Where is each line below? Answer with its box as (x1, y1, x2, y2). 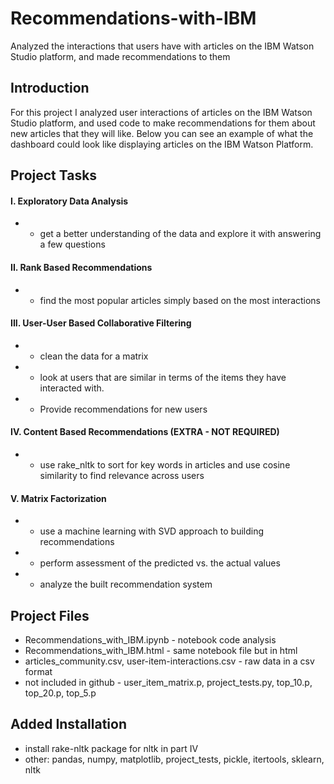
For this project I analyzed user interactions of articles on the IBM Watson (10, 106, 313, 118)
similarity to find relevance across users (39, 469, 205, 481)
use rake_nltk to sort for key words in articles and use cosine (39, 458, 291, 471)
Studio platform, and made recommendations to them (10, 50, 231, 62)
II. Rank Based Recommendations (10, 261, 153, 273)
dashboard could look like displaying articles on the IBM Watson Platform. (10, 138, 314, 150)
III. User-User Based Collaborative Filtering (10, 317, 192, 329)
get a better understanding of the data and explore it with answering (39, 228, 322, 240)
